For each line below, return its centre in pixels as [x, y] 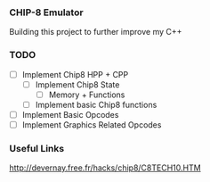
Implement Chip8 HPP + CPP [75, 74]
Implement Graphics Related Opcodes [92, 124]
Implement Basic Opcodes [70, 114]
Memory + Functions [87, 95]
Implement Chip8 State [77, 84]
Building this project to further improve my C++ [96, 32]
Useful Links [37, 148]
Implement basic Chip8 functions [96, 104]
